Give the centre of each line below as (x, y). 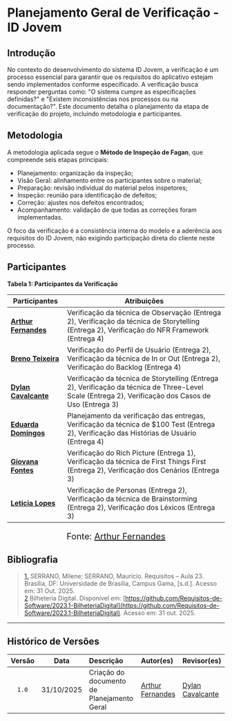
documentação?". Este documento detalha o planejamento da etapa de (108, 106)
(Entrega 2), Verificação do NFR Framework (138, 330)
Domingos (28, 433)
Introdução (31, 53)
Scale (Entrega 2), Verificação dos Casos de (139, 395)
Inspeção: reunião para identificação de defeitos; (87, 195)
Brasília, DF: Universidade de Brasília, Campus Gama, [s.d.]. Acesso (120, 584)
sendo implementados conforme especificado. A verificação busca (103, 84)
